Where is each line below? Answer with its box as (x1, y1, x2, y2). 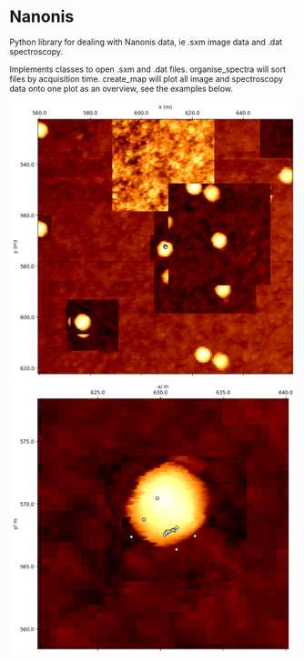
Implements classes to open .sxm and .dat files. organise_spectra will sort (9, 64, 287, 75)
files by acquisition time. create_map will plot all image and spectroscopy (9, 73, 284, 84)
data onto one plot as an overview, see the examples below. (9, 83, 234, 94)
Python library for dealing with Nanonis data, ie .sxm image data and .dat (9, 36, 283, 47)
